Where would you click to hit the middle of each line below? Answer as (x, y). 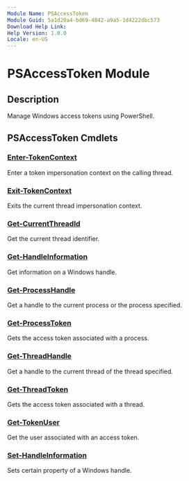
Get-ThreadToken (38, 389)
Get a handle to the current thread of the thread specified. (90, 371)
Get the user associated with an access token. (73, 437)
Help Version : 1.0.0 (37, 33)
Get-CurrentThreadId (44, 224)
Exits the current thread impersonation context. (75, 206)
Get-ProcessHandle (41, 290)
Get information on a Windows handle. (62, 272)
